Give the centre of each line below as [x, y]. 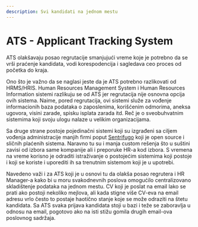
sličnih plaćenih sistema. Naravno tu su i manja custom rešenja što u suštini [98, 143]
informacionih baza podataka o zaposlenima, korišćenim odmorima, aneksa [98, 107]
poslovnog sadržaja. [31, 218]
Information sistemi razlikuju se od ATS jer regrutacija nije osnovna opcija [95, 94]
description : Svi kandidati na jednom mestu [62, 12]
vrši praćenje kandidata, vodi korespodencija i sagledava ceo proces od [94, 63]
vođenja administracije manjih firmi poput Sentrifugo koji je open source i [95, 137]
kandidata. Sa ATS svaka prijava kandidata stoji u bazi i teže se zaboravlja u [98, 205]
